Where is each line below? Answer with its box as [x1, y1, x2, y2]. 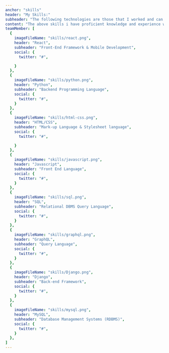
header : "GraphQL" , [14, 237, 55, 242]
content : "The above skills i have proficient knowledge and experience [5, 21, 161, 27]
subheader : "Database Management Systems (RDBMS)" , [14, 317, 125, 322]
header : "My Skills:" [5, 12, 51, 17]
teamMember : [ [5, 26, 35, 31]
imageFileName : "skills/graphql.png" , [14, 232, 96, 237]
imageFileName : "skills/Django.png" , [14, 270, 94, 275]
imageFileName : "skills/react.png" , [14, 36, 92, 41]
